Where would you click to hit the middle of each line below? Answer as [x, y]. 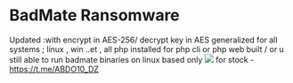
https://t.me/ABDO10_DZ [54, 69]
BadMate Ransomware [94, 15]
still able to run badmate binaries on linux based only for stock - [132, 59]
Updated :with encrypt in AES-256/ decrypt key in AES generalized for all [143, 40]
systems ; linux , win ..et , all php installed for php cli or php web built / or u [147, 49]
